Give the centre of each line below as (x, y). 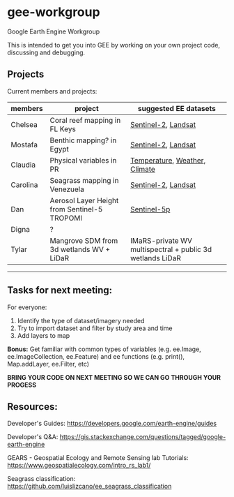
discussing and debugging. (46, 52)
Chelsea (24, 124)
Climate (142, 169)
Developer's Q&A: (33, 437)
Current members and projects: (52, 91)
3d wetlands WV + (80, 249)
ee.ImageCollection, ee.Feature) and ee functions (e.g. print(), (96, 356)
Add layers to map (44, 335)
